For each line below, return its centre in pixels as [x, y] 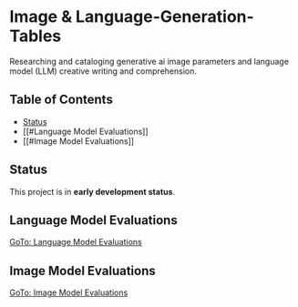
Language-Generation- [165, 17]
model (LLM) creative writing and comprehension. [103, 71]
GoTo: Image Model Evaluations [69, 292]
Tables [36, 36]
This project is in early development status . [92, 191]
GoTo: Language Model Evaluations [76, 242]
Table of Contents [62, 100]
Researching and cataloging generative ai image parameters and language [149, 61]
